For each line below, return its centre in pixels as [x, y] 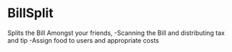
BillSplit [30, 13]
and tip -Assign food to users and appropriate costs [83, 40]
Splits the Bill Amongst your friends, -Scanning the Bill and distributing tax [116, 33]
